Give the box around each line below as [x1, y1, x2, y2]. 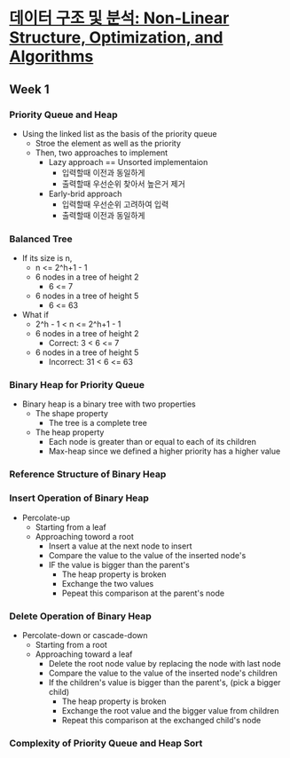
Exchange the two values [61, 578, 154, 588]
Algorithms [9, 46, 94, 67]
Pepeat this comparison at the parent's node [61, 588, 224, 598]
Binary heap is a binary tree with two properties [21, 399, 197, 409]
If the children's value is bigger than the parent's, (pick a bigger [48, 676, 281, 688]
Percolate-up [21, 512, 71, 523]
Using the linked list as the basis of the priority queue [21, 128, 217, 138]
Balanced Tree [9, 233, 73, 245]
